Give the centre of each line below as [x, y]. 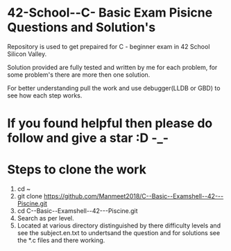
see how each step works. [45, 95]
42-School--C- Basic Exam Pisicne [110, 13]
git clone [30, 196]
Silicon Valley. [27, 54]
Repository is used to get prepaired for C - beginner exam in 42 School [109, 46]
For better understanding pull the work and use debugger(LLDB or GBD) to [114, 88]
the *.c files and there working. [61, 241]
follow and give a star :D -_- [88, 138]
